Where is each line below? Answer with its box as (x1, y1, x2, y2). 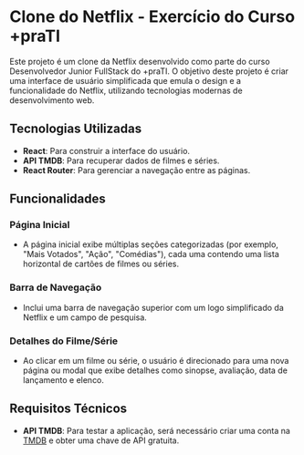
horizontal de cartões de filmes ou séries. (22, 258, 180, 270)
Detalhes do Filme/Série (9, 335, 119, 347)
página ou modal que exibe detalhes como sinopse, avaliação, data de (22, 365, 288, 376)
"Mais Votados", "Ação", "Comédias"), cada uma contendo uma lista (22, 249, 280, 260)
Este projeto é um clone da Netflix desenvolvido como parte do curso (9, 56, 271, 67)
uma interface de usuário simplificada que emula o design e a (9, 75, 242, 86)
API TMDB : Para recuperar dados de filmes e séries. (22, 155, 220, 166)
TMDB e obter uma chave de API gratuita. (22, 435, 180, 446)
